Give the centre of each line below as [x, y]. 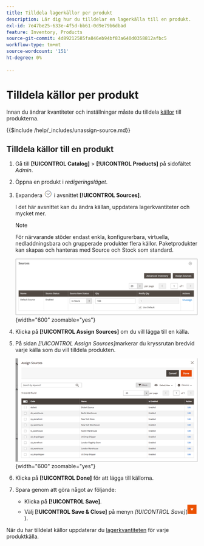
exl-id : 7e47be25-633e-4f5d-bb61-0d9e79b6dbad [66, 26]
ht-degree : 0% [24, 58]
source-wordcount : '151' [38, 52]
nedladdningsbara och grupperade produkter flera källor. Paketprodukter [106, 244]
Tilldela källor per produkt [73, 95]
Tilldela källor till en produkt [60, 149]
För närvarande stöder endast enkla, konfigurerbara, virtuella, [92, 237]
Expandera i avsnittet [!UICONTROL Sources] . [78, 195]
